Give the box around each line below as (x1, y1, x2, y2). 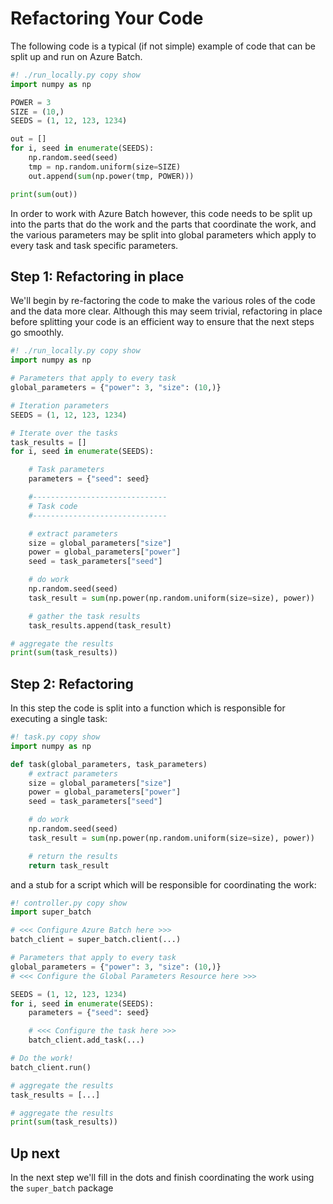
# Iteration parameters (10, 400, 110, 411)
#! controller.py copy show (10, 898, 128, 908)
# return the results (28, 851, 118, 861)
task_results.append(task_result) (28, 620, 172, 631)
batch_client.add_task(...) (28, 1035, 145, 1046)
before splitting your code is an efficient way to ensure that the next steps (10, 316, 315, 328)
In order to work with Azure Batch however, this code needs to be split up (10, 207, 313, 219)
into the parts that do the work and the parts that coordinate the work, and (10, 218, 317, 230)
